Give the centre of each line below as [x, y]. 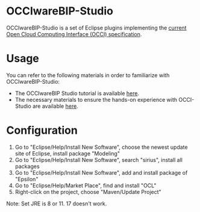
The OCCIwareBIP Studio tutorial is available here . [77, 93]
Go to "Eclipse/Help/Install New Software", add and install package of [101, 172]
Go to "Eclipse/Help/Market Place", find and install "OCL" [86, 185]
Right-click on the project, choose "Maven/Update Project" [88, 192]
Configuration [42, 130]
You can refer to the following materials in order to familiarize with [88, 75]
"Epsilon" [27, 179]
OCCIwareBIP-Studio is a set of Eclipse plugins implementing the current [96, 28]
